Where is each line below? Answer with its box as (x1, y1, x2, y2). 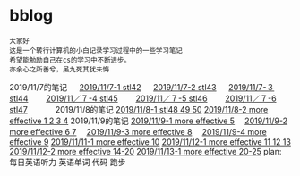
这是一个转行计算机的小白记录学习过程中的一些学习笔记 (9, 46, 184, 54)
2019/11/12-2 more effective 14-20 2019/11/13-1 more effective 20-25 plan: (9, 146, 282, 156)
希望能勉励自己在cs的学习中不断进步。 (9, 55, 132, 64)
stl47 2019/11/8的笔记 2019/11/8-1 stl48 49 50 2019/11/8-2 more (9, 104, 269, 114)
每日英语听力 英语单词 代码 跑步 (9, 156, 126, 167)
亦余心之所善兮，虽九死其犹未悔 (9, 64, 110, 74)
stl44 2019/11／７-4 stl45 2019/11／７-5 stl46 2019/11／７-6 (9, 93, 277, 104)
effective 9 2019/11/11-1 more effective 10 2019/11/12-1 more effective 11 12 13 (9, 136, 291, 147)
